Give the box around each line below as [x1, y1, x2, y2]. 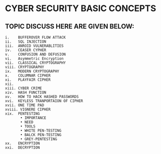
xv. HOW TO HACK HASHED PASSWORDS [5, 94, 79, 99]
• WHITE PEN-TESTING [20, 128, 62, 133]
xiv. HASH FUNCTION [5, 90, 47, 95]
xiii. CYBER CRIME [5, 86, 42, 91]
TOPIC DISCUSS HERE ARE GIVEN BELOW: [5, 22, 134, 31]
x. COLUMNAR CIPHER [5, 73, 51, 78]
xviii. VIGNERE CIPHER [5, 107, 51, 112]
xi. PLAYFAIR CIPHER [5, 77, 51, 82]
